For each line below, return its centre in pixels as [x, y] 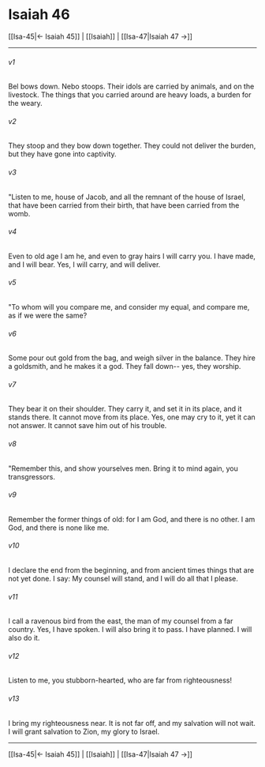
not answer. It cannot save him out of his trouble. [88, 426]
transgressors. [32, 476]
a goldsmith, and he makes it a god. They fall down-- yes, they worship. [125, 367]
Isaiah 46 [39, 15]
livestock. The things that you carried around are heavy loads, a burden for [130, 95]
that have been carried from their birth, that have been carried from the [124, 205]
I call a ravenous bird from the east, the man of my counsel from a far [121, 621]
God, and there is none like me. [59, 528]
